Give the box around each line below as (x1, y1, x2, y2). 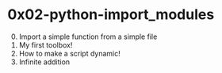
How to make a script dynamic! (18, 48, 121, 58)
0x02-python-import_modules (7, 6, 215, 24)
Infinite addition (18, 57, 71, 67)
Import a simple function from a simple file (18, 32, 158, 41)
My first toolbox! (18, 40, 73, 49)
